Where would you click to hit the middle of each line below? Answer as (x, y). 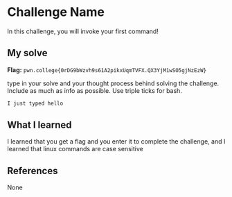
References (33, 171)
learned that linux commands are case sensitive (75, 149)
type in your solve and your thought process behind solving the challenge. (113, 83)
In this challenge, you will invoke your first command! (83, 31)
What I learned (39, 125)
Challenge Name (56, 12)
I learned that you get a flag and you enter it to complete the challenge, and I (116, 142)
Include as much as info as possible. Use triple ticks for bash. (95, 90)
